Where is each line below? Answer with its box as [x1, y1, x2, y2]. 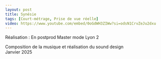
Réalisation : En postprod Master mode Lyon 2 [5, 34, 99, 40]
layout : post [5, 7, 32, 12]
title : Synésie [5, 12, 37, 17]
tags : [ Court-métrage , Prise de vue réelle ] [5, 16, 99, 21]
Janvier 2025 [5, 49, 32, 55]
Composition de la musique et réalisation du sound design [5, 44, 124, 50]
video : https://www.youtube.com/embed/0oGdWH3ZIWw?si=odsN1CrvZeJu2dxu [5, 21, 156, 26]
